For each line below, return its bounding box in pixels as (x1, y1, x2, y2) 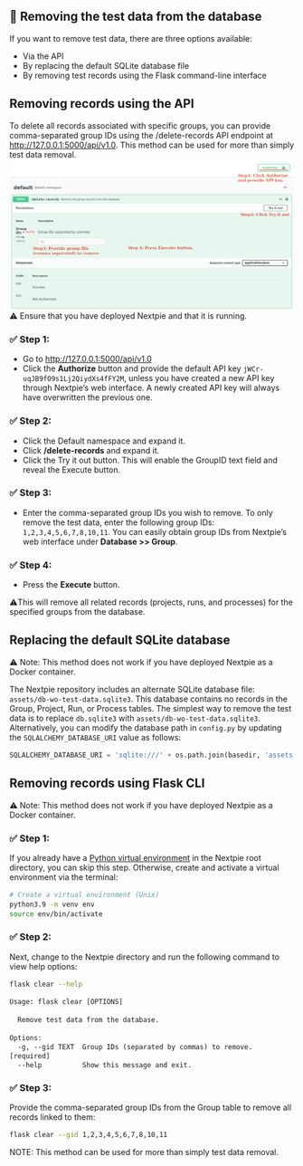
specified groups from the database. (9, 607, 146, 617)
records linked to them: (9, 1111, 96, 1123)
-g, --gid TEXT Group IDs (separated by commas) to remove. (17, 1042, 253, 1051)
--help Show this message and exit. (17, 1060, 193, 1069)
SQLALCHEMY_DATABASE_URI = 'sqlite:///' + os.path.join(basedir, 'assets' (9, 750, 298, 760)
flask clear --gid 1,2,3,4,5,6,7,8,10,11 (9, 1130, 168, 1139)
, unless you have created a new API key (123, 373, 275, 384)
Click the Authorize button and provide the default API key (22, 363, 241, 374)
